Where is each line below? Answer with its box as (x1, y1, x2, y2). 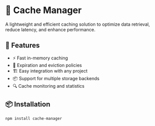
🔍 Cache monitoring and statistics (12, 83, 85, 89)
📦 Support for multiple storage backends (12, 75, 100, 81)
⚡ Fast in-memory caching (12, 55, 68, 61)
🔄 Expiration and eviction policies (12, 62, 82, 68)
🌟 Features (5, 41, 40, 50)
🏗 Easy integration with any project (12, 68, 88, 74)
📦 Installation (5, 100, 51, 109)
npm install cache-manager (5, 116, 62, 121)
